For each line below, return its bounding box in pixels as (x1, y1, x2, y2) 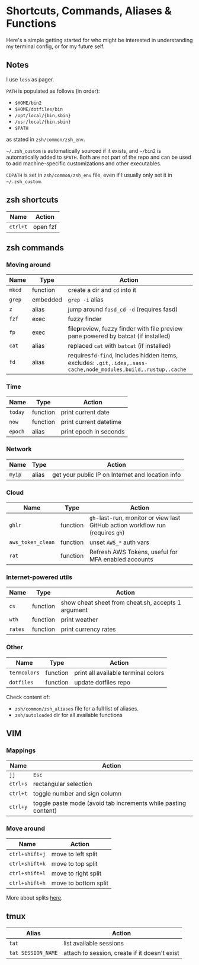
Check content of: (6, 693, 50, 700)
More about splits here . (6, 894, 63, 901)
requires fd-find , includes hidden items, (68, 351, 178, 360)
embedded (31, 296, 62, 304)
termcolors (9, 669, 40, 676)
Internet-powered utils (6, 573, 73, 581)
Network (6, 445, 32, 453)
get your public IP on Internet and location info (52, 470, 181, 479)
